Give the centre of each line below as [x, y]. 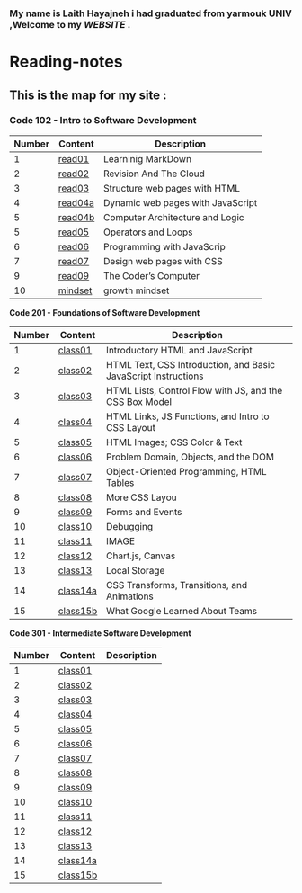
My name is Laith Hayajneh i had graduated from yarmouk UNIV [151, 13]
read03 [74, 188]
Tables [120, 482]
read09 [74, 275]
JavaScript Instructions [155, 376]
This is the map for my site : [88, 95]
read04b [76, 217]
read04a [76, 202]
